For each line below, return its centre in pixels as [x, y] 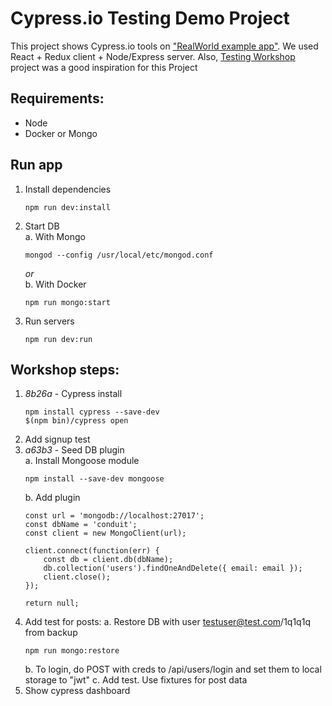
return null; [52, 603]
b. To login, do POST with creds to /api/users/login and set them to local [173, 669]
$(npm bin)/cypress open [76, 421]
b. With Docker [55, 284]
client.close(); [77, 577]
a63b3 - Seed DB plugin [74, 450]
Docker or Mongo [61, 133]
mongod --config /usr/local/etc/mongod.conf [119, 255]
